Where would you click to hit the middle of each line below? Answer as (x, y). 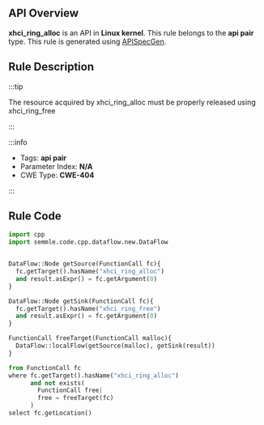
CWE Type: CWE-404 (57, 175)
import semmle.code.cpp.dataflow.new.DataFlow (88, 242)
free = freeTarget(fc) (76, 398)
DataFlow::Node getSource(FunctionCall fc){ (85, 264)
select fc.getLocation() (50, 413)
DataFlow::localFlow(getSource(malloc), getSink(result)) (116, 346)
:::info (18, 142)
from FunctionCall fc (45, 368)
